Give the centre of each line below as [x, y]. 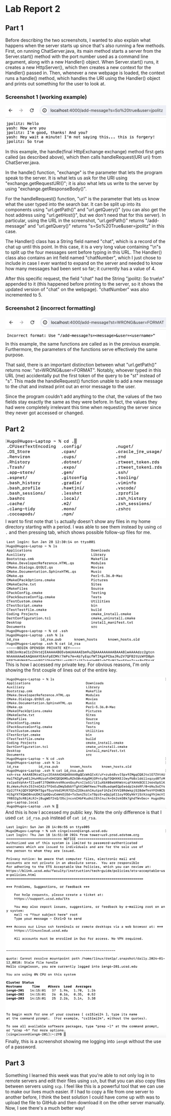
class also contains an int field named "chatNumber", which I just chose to [83, 258]
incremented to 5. [24, 295]
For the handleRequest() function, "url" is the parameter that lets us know [82, 199]
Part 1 [15, 28]
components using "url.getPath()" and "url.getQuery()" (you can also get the [86, 210]
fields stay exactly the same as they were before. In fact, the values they [81, 402]
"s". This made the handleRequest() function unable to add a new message [84, 381]
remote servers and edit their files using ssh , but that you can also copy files [86, 1081]
